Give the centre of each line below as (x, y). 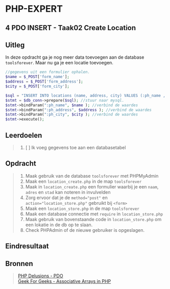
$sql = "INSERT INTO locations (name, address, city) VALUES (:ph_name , (86, 95)
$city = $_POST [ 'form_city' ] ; (38, 87)
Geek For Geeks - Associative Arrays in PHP (64, 281)
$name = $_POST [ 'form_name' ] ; (38, 77)
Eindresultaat (27, 246)
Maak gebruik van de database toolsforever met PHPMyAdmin (92, 176)
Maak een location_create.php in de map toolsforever (83, 181)
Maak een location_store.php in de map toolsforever (82, 208)
